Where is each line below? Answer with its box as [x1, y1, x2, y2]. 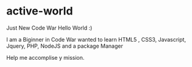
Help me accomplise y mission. [6, 54, 85, 61]
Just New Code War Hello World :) [6, 24, 93, 31]
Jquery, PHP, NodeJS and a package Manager [6, 42, 123, 49]
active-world [6, 4, 73, 18]
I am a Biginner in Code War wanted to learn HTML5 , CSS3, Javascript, [6, 36, 187, 43]
